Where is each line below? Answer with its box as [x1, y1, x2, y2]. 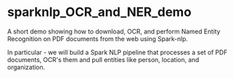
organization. [7, 63, 46, 71]
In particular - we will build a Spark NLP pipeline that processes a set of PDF [7, 48, 228, 56]
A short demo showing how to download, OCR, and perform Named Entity [7, 27, 221, 36]
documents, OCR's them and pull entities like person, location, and [7, 55, 200, 63]
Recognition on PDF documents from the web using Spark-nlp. [7, 34, 188, 42]
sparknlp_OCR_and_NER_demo [7, 4, 192, 20]
